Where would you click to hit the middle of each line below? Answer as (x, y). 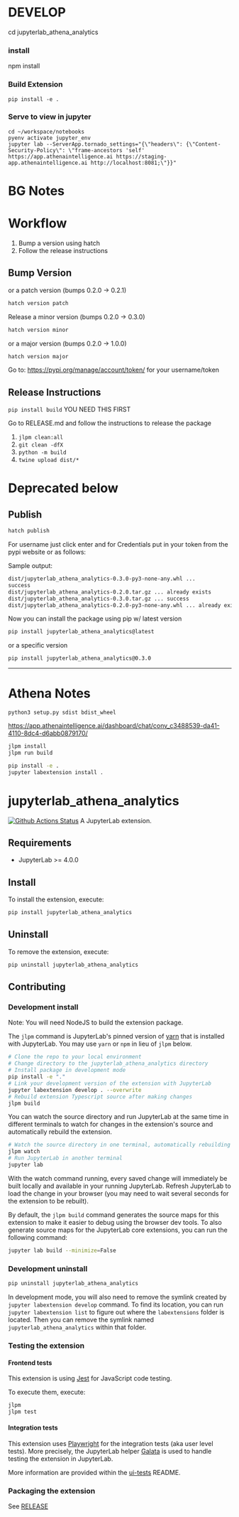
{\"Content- (203, 144)
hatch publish (29, 531)
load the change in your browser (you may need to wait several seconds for (118, 1193)
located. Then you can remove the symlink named (81, 1320)
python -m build (42, 453)
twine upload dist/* (49, 460)
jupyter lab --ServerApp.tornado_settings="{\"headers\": (95, 144)
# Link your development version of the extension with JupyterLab (110, 1083)
